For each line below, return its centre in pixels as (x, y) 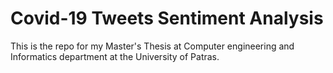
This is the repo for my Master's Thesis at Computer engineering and (152, 46)
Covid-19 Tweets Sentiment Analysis (167, 18)
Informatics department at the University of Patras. (115, 56)
